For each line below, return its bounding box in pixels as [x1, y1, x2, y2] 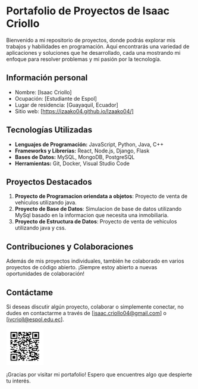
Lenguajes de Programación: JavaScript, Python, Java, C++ [14, 141, 164, 148]
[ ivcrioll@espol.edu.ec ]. [6, 316, 64, 323]
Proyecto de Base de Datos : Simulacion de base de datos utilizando [14, 206, 182, 213]
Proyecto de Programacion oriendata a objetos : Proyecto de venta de [14, 192, 188, 200]
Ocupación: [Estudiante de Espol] [14, 95, 97, 102]
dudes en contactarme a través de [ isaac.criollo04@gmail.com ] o [6, 310, 166, 316]
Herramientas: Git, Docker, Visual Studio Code [14, 160, 130, 167]
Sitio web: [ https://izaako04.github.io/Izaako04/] [14, 107, 134, 114]
